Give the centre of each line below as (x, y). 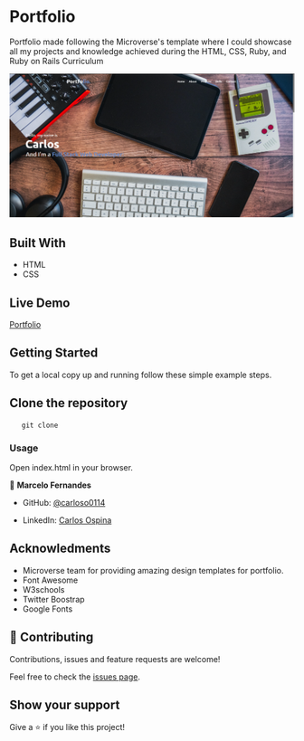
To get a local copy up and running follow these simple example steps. (141, 375)
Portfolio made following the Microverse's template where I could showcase (151, 42)
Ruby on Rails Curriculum (57, 61)
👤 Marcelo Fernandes (51, 485)
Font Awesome (50, 580)
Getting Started (54, 353)
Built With (38, 243)
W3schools (43, 589)
